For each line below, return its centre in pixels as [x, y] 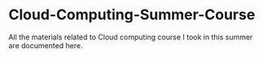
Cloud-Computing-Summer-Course [132, 15]
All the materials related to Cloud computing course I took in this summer [131, 37]
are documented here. [46, 45]
